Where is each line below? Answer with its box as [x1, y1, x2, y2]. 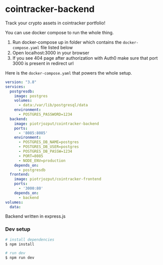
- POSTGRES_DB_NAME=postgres [18, 140, 79, 145]
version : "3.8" [5, 80, 37, 85]
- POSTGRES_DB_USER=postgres [18, 144, 79, 150]
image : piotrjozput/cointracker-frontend [14, 177, 101, 182]
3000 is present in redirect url [12, 60, 74, 66]
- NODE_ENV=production [18, 158, 66, 163]
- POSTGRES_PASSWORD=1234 [18, 112, 72, 117]
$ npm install [5, 242, 35, 247]
